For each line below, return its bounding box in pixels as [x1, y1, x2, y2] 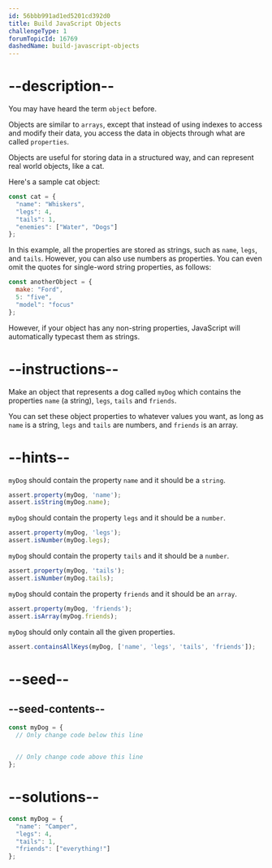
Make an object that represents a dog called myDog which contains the [8, 386, 241, 396]
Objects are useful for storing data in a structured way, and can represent [8, 153, 254, 162]
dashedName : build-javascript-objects [8, 42, 140, 50]
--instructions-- [8, 360, 119, 378]
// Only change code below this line [15, 732, 144, 740]
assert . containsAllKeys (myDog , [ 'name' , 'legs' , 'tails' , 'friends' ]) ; [8, 642, 256, 650]
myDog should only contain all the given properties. [8, 627, 175, 637]
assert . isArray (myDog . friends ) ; [8, 612, 118, 620]
